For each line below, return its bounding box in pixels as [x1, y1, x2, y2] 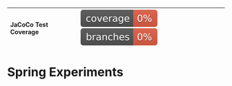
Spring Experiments [7, 65, 124, 80]
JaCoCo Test [10, 20, 48, 28]
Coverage [10, 28, 39, 36]
